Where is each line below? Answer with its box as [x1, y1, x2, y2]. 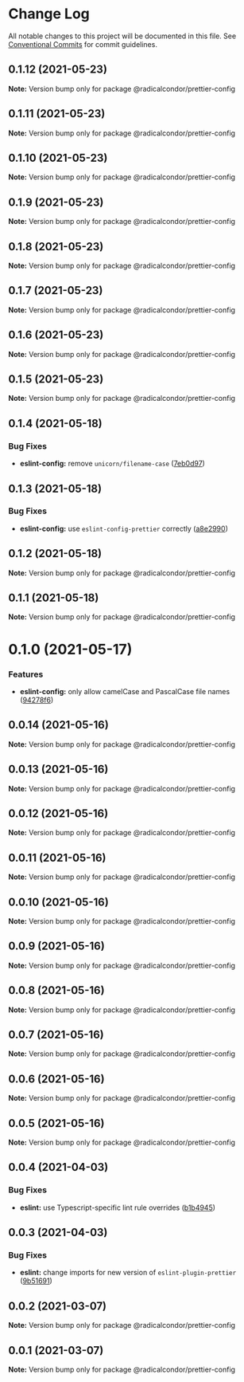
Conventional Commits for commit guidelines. [8, 39, 157, 49]
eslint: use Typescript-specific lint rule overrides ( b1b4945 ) [19, 1203, 216, 1212]
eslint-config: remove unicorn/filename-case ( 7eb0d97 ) [19, 459, 205, 469]
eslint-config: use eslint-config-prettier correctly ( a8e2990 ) [19, 524, 228, 533]
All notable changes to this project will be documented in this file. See [8, 31, 237, 41]
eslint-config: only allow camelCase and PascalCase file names [19, 686, 230, 696]
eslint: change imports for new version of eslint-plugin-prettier [19, 1268, 237, 1278]
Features [8, 669, 44, 680]
